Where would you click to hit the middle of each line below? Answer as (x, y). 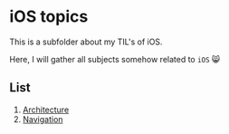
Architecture (46, 110)
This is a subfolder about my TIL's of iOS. (86, 42)
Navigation (43, 119)
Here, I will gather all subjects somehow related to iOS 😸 (115, 59)
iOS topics (49, 17)
